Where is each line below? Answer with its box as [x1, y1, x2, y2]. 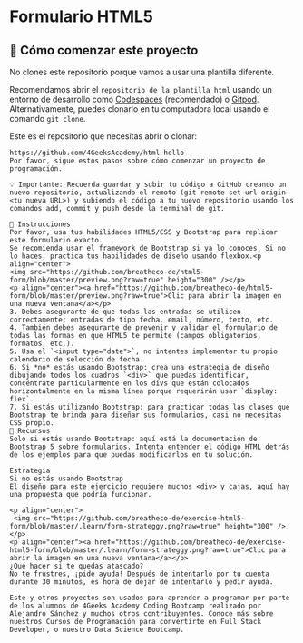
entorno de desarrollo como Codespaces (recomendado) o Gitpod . [9, 94, 259, 104]
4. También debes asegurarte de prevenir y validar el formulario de [9, 323, 279, 332]
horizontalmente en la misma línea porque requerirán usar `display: [9, 387, 279, 396]
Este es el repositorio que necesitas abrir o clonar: [9, 131, 198, 142]
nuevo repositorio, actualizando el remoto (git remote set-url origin [9, 188, 286, 197]
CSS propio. [9, 419, 54, 428]
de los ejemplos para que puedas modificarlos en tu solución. [9, 450, 254, 460]
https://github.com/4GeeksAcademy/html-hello [9, 148, 184, 157]
